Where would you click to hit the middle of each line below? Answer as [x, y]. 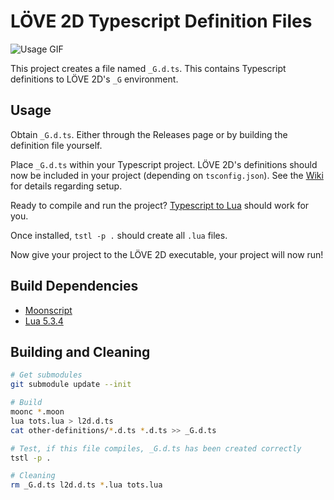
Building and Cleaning [80, 351]
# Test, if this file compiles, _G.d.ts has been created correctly [156, 448]
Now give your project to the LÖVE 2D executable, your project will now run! [167, 254]
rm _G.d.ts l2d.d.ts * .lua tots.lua [86, 485]
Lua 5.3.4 [44, 321]
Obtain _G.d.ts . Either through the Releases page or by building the [149, 134]
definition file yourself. [56, 145]
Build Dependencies [74, 286]
